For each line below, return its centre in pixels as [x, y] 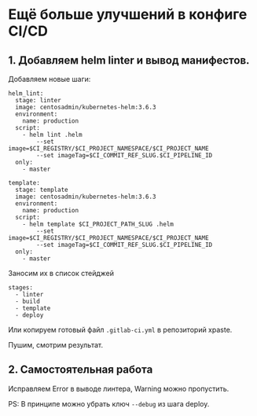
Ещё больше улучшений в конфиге [128, 15]
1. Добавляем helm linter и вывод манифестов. [129, 60]
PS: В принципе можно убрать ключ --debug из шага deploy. [109, 403]
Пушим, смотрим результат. [56, 345]
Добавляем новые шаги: [50, 79]
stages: [21, 288]
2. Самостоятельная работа [81, 370]
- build [28, 301]
